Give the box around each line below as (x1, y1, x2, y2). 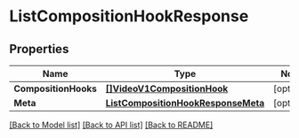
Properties (9, 42, 69, 57)
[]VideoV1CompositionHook (105, 82, 229, 95)
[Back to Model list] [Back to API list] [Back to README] (9, 119, 214, 130)
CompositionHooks (13, 82, 98, 95)
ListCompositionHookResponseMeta (105, 97, 265, 109)
